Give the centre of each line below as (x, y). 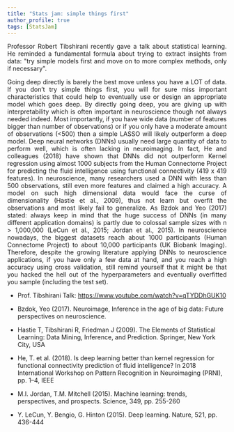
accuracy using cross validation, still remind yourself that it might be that (117, 267)
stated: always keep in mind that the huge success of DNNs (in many (117, 215)
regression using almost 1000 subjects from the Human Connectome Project (117, 164)
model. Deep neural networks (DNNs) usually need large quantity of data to (117, 141)
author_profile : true (39, 20)
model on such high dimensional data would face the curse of (117, 193)
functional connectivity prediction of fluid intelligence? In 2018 (107, 366)
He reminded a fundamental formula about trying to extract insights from (117, 54)
